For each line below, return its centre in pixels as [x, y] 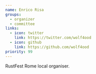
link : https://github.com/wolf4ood [52, 47]
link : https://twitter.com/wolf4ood [53, 38]
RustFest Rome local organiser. [37, 66]
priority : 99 [19, 51]
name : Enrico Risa [25, 10]
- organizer [22, 19]
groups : [13, 14]
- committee [22, 24]
